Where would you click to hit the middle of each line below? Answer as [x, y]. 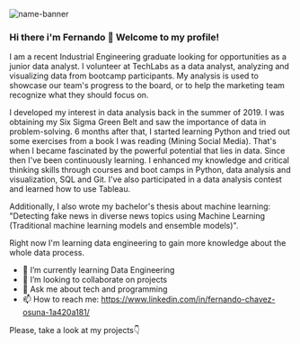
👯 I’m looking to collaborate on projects [95, 280]
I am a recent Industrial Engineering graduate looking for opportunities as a [148, 57]
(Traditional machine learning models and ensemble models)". [124, 226]
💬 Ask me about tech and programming [95, 289]
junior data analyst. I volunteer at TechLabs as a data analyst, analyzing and [150, 67]
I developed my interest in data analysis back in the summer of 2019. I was [147, 113]
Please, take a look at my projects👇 [75, 330]
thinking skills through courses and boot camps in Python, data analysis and [150, 170]
